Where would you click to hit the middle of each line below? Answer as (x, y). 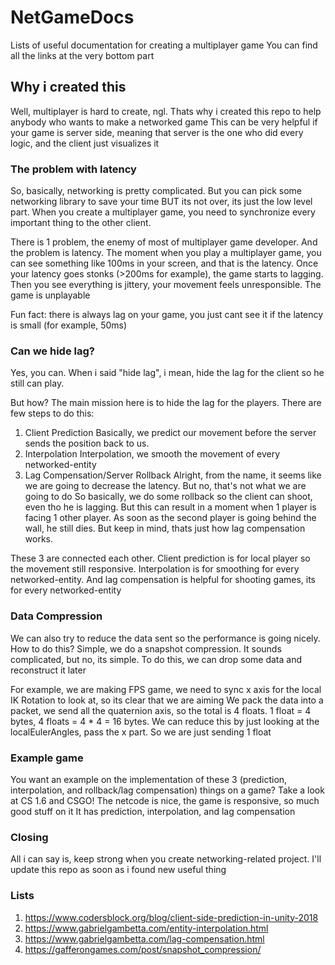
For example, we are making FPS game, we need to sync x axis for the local (166, 689)
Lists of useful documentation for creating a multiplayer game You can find (164, 45)
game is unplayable (50, 295)
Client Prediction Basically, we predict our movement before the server (170, 433)
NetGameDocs (72, 17)
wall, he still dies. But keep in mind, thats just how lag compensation (165, 528)
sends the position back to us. (87, 443)
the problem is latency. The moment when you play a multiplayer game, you (166, 253)
